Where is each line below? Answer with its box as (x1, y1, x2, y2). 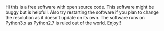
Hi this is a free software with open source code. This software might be (5, 4, 154, 10)
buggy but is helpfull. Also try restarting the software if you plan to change (5, 9, 159, 15)
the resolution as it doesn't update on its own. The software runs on (5, 15, 145, 20)
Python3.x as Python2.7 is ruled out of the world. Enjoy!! (5, 20, 121, 26)
